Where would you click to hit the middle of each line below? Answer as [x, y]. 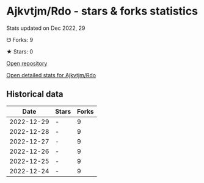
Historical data [35, 95]
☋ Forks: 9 [20, 40]
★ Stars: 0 [20, 51]
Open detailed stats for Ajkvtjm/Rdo [51, 75]
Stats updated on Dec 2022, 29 [46, 28]
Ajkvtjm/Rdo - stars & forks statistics [102, 11]
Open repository [27, 63]
